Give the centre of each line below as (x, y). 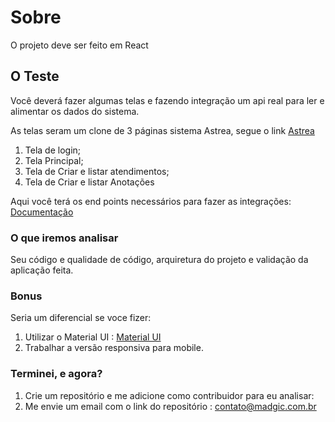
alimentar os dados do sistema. (75, 111)
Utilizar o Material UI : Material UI (93, 337)
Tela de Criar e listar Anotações (89, 182)
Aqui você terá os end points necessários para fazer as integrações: (151, 201)
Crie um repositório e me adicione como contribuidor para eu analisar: (169, 395)
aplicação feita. (42, 270)
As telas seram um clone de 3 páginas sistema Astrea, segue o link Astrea (162, 130)
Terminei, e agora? (56, 374)
